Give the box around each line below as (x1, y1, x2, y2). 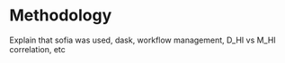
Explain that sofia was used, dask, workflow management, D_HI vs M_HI (9, 35, 276, 45)
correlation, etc (9, 43, 66, 54)
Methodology (9, 5, 112, 26)
